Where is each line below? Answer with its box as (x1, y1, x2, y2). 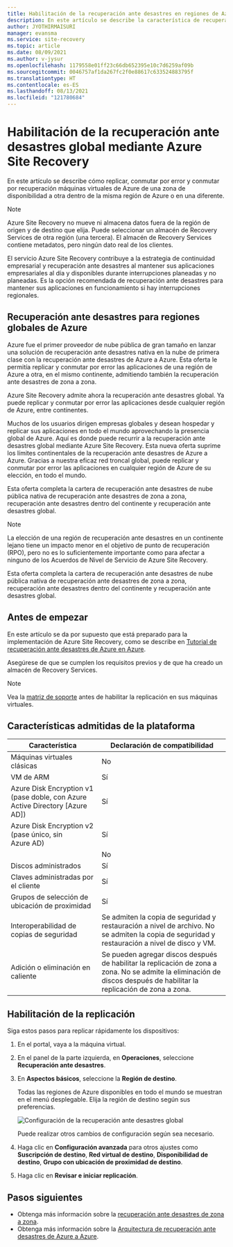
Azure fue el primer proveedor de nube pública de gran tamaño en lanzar (7, 340, 216, 348)
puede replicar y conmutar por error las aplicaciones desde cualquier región (7, 398, 225, 407)
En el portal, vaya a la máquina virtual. (17, 1040, 126, 1049)
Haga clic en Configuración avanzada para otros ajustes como (17, 1143, 198, 1152)
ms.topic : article (7, 42, 60, 49)
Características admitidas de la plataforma (7, 720, 196, 732)
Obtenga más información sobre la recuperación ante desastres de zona (17, 1210, 225, 1218)
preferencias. (17, 1103, 55, 1111)
